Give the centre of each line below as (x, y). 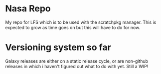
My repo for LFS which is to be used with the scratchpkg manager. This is (81, 22)
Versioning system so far (58, 48)
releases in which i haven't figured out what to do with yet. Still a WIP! (77, 66)
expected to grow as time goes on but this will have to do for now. (73, 27)
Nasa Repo (28, 9)
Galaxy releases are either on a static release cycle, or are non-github (77, 61)
